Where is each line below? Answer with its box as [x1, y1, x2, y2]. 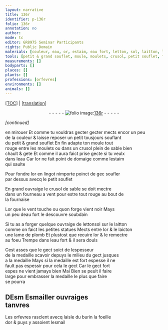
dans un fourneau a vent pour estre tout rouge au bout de [5, 191, 124, 197]
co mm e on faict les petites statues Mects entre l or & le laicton [5, 226, 132, 232]
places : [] [5, 68, 28, 73]
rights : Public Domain [5, 44, 52, 49]
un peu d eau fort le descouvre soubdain [5, 211, 88, 217]
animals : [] [5, 86, 30, 91]
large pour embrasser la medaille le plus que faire [5, 273, 107, 279]
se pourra [5, 278, 25, 284]
